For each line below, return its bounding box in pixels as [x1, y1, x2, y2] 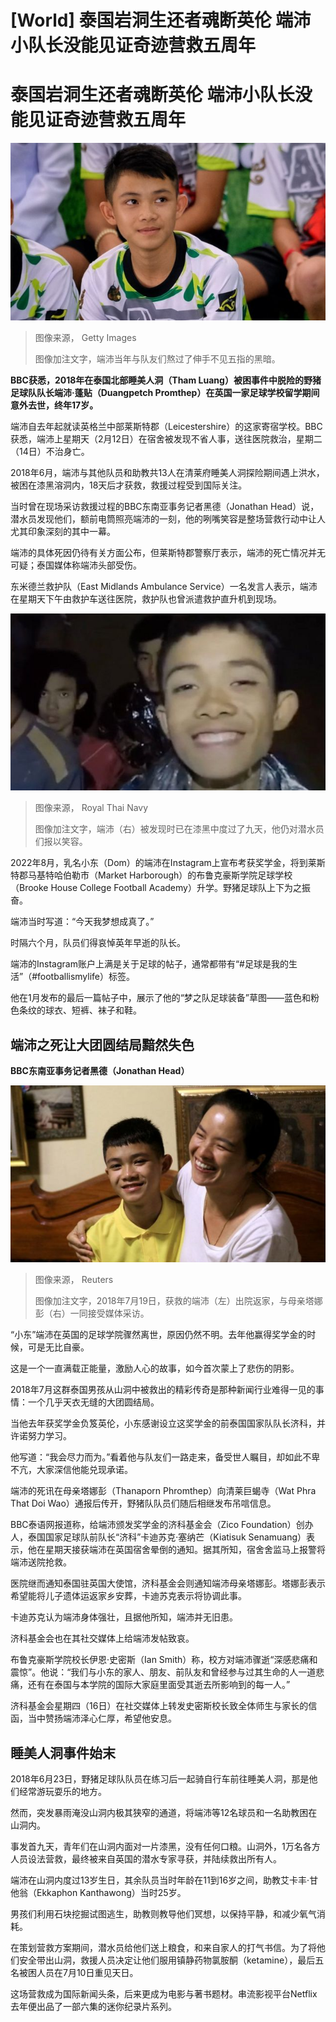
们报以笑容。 [34, 836, 88, 848]
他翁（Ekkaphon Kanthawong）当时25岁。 [10, 1887, 187, 1899]
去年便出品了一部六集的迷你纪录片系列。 [10, 2001, 177, 2013]
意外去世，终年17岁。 [10, 399, 99, 411]
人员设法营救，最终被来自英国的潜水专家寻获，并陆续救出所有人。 [10, 1853, 282, 1865]
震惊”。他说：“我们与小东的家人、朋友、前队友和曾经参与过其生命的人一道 [10, 1666, 317, 1678]
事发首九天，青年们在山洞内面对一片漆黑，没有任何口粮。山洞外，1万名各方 [10, 1841, 321, 1853]
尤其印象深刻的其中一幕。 [10, 525, 116, 537]
